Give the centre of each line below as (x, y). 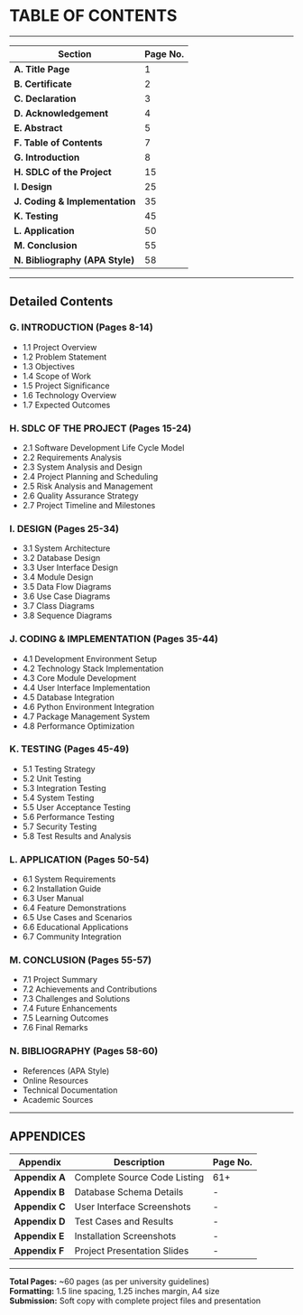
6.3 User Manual (53, 899)
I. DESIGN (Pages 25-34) (64, 528)
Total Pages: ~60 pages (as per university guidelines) (110, 1281)
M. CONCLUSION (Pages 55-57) (80, 960)
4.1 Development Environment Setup (90, 658)
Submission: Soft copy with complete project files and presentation (135, 1301)
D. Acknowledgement (61, 113)
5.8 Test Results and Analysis (77, 835)
